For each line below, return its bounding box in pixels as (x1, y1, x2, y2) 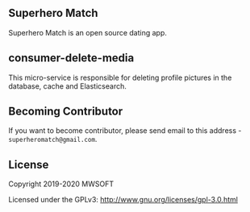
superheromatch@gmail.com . (8, 135, 98, 144)
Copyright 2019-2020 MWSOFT (8, 179, 115, 189)
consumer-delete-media (8, 52, 135, 65)
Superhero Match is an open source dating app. (8, 27, 168, 37)
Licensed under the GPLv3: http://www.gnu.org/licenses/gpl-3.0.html (8, 195, 238, 205)
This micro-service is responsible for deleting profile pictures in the (8, 73, 232, 82)
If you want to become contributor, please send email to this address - (8, 126, 242, 135)
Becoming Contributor (8, 105, 123, 118)
